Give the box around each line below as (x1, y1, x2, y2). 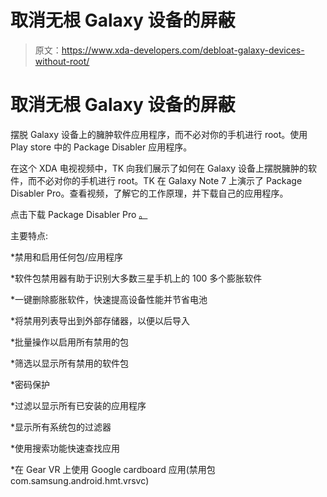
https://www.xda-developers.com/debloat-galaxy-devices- (61, 44, 305, 56)
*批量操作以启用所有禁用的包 (10, 336, 130, 348)
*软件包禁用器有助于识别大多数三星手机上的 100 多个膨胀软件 (10, 272, 263, 284)
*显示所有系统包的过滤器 (10, 421, 112, 433)
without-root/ (34, 55, 90, 67)
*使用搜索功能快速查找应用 (10, 442, 121, 454)
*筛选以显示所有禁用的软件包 (10, 357, 130, 369)
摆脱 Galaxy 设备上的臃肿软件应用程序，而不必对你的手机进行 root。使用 (10, 128, 308, 140)
